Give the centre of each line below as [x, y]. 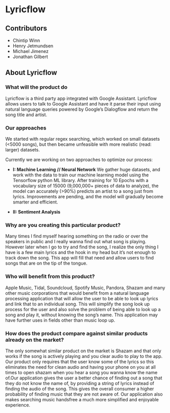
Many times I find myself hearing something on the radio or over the [77, 236]
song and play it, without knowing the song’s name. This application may [82, 315]
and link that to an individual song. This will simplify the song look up [78, 304]
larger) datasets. [22, 149]
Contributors [26, 28]
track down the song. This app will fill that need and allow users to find [80, 258]
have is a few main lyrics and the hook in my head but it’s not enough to [81, 252]
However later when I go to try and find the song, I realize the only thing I [82, 247]
